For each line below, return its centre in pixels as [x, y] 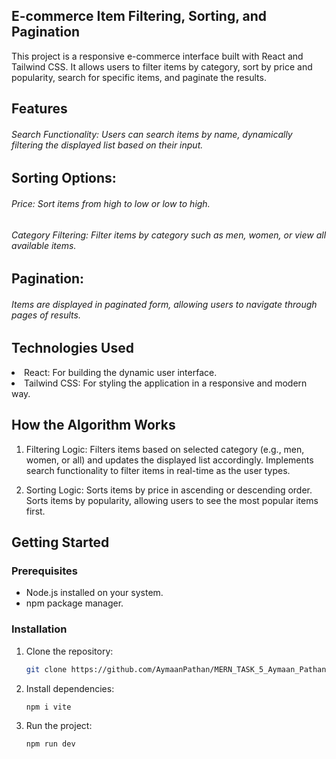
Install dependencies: [70, 688]
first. [35, 511]
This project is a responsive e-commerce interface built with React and [157, 56]
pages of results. [46, 315]
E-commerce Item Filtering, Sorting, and [139, 16]
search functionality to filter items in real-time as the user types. [158, 470]
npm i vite [48, 707]
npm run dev [50, 744]
